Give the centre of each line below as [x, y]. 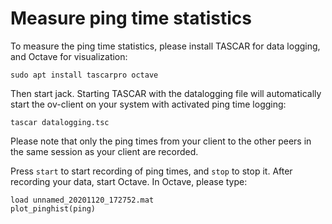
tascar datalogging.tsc [60, 122]
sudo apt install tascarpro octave [84, 75]
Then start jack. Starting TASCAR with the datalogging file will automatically [166, 93]
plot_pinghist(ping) [53, 208]
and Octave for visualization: [69, 56]
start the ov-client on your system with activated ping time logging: [148, 104]
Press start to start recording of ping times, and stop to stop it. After [151, 171]
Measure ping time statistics [131, 18]
